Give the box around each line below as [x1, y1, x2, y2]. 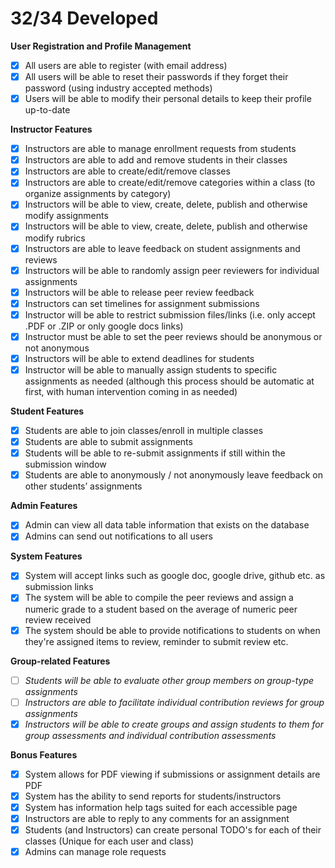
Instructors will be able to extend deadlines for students [24, 352, 255, 364]
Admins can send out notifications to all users [24, 530, 214, 542]
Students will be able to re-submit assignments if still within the [24, 447, 286, 459]
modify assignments [24, 210, 109, 222]
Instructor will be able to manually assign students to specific [24, 363, 278, 376]
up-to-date [24, 104, 71, 116]
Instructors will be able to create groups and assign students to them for [24, 718, 325, 730]
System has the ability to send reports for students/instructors [24, 790, 282, 802]
